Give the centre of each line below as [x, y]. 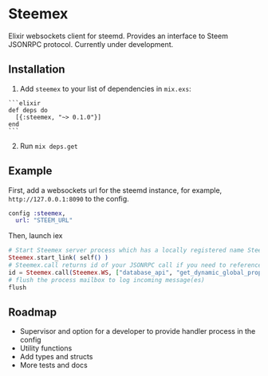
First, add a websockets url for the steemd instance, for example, [115, 190]
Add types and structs [56, 357]
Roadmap [33, 312]
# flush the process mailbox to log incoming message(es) [106, 280]
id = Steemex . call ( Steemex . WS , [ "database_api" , [91, 272]
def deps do [28, 110]
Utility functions [46, 348]
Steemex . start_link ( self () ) [59, 258]
